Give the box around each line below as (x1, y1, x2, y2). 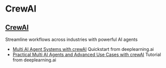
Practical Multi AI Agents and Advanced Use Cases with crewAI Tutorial (12, 51, 161, 57)
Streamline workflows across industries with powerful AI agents (5, 36, 138, 42)
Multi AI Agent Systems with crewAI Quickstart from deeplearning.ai (12, 46, 154, 52)
